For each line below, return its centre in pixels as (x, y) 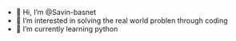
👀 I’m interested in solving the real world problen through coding (122, 20)
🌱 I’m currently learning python (67, 29)
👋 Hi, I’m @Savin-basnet (56, 12)
